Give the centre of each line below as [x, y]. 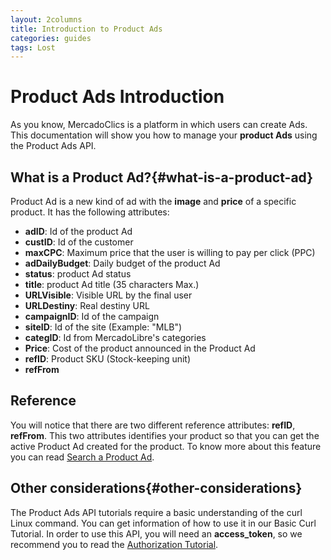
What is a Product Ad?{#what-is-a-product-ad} [162, 177]
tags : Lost [33, 47]
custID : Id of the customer [79, 242]
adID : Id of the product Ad [78, 231]
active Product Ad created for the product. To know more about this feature [166, 446]
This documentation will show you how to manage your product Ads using [164, 135]
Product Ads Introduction [117, 97]
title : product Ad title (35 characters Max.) [112, 284]
